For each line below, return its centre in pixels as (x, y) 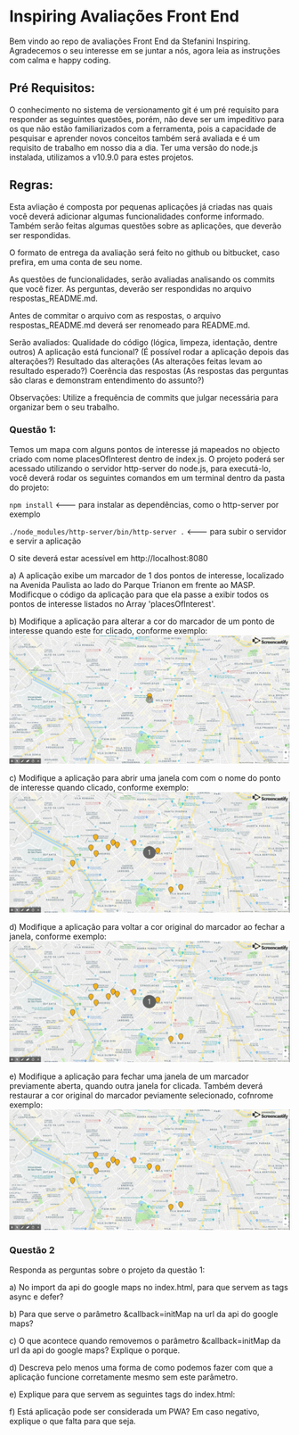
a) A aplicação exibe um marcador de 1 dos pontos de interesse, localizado (147, 575)
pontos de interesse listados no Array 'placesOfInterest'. (113, 603)
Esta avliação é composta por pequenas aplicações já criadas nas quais (141, 206)
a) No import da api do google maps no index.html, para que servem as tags (149, 1287)
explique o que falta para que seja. (73, 1421)
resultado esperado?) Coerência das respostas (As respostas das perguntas (149, 370)
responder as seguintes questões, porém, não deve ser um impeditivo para (147, 119)
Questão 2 (32, 1250)
